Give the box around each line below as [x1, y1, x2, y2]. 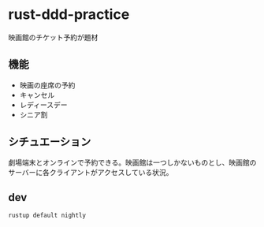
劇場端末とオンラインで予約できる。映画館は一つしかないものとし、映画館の [8, 158, 257, 167]
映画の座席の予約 [19, 80, 76, 90]
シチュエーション [8, 136, 91, 149]
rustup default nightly [8, 211, 87, 220]
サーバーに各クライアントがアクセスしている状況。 [8, 167, 173, 177]
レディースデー [19, 100, 69, 110]
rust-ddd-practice [8, 6, 130, 24]
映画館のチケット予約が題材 [8, 32, 99, 42]
